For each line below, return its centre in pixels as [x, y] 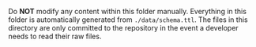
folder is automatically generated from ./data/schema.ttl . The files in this [128, 20]
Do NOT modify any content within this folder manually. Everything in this [128, 11]
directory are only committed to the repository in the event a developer [123, 28]
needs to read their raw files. [55, 36]
